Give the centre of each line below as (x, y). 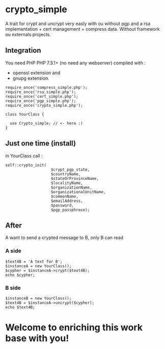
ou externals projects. (28, 34)
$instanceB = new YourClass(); (38, 298)
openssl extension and (36, 73)
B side (13, 288)
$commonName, (65, 196)
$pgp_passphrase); (70, 210)
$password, (62, 205)
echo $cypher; (20, 275)
